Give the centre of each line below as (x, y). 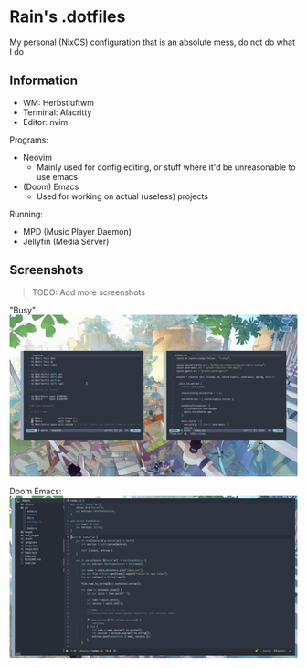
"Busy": (24, 310)
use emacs (57, 176)
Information (44, 81)
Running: (26, 214)
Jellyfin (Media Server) (66, 241)
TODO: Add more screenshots (89, 292)
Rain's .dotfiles (68, 17)
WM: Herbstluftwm (58, 102)
